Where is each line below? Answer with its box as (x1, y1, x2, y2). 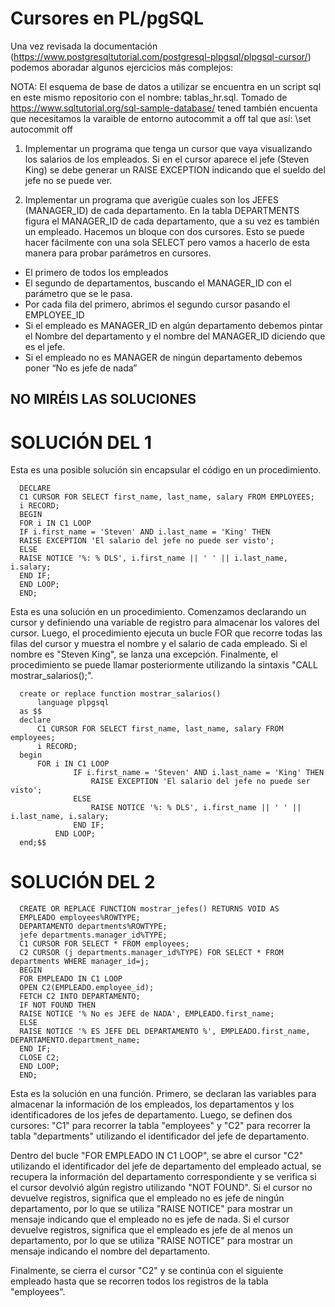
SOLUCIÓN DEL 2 (10, 871, 156, 894)
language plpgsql (36, 698, 110, 708)
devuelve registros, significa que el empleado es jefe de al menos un (10, 1224, 294, 1236)
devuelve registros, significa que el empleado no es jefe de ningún (10, 1192, 285, 1204)
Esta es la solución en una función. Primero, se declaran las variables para (10, 1088, 317, 1100)
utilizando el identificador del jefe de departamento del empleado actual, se (10, 1160, 322, 1172)
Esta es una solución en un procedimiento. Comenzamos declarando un (10, 606, 307, 618)
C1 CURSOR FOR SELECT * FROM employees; (19, 939, 190, 949)
